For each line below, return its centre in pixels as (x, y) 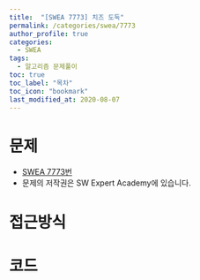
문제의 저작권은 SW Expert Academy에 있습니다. (107, 183)
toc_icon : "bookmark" (49, 91)
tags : (19, 58)
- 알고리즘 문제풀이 (47, 67)
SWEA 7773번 (47, 172)
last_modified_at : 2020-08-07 (65, 99)
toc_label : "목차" (41, 83)
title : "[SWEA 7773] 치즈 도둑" (67, 17)
